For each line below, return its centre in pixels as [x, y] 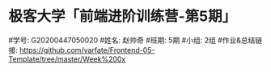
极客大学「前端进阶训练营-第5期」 [123, 16]
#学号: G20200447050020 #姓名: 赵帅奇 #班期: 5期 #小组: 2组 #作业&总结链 [135, 40]
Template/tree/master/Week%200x [67, 59]
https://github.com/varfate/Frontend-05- [87, 50]
